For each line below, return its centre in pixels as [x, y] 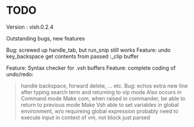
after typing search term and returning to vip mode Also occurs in [101, 92]
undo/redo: [20, 74]
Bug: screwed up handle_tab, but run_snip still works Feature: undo [88, 50]
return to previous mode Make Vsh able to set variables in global [100, 104]
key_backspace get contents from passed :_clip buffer [72, 56]
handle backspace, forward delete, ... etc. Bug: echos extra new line [104, 86]
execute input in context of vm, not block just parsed [85, 117]
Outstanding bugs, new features [46, 38]
